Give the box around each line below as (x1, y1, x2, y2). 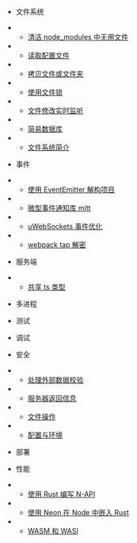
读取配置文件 (27, 51, 70, 60)
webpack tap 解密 (27, 240, 86, 249)
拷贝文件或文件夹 (27, 69, 84, 78)
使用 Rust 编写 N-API (27, 490, 96, 498)
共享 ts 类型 (27, 282, 66, 292)
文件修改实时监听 (27, 106, 84, 115)
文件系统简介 (27, 142, 70, 152)
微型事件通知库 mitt (27, 204, 91, 212)
